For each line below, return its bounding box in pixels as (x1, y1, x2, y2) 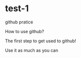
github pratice (5, 19, 33, 25)
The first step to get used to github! (5, 38, 77, 44)
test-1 (5, 3, 29, 14)
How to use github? (5, 28, 44, 34)
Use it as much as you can (5, 47, 59, 53)
